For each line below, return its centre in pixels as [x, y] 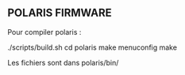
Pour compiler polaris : [44, 32]
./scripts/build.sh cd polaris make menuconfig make [92, 47]
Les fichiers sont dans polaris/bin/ [63, 62]
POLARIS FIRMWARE [60, 13]
